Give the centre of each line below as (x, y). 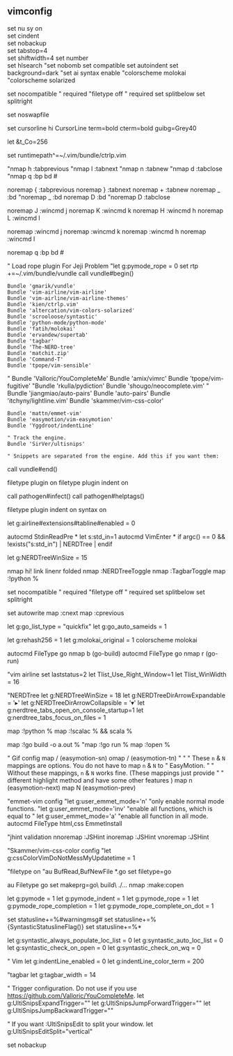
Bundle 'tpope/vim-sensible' (49, 365)
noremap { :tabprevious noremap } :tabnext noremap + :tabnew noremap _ (114, 189)
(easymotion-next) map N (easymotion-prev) (72, 787)
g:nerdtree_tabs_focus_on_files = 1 (57, 717)
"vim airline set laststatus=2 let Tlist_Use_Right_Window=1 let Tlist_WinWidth (117, 674)
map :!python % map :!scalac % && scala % (70, 731)
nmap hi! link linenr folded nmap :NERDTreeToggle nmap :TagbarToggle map (116, 571)
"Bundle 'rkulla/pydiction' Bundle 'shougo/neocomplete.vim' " (121, 386)
